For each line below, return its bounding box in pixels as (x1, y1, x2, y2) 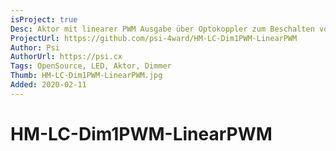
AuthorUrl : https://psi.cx (10, 52, 123, 62)
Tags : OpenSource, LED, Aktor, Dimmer (10, 61, 172, 71)
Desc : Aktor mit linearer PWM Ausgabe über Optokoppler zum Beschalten (10, 24, 315, 34)
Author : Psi (10, 42, 60, 53)
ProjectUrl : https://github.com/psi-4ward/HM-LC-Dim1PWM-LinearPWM (10, 33, 298, 43)
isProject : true (10, 14, 78, 25)
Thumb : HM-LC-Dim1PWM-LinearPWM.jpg (10, 71, 163, 81)
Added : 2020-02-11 (10, 80, 87, 90)
